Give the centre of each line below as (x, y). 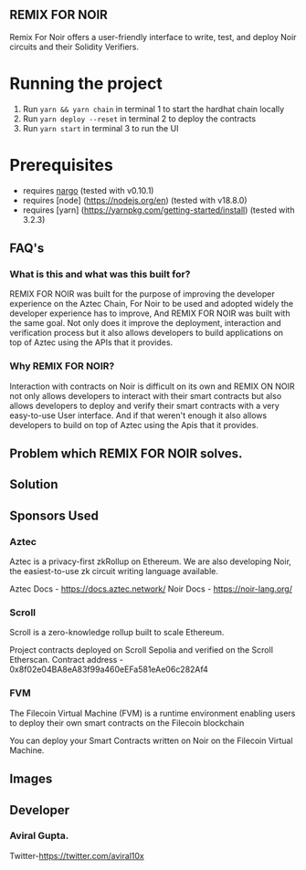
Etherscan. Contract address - (66, 660)
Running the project (86, 84)
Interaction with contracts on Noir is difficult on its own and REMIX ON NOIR (152, 386)
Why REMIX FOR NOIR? (62, 366)
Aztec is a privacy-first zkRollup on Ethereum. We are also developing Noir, (151, 561)
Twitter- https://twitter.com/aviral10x (77, 855)
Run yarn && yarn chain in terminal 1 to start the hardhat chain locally (153, 109)
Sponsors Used (54, 515)
